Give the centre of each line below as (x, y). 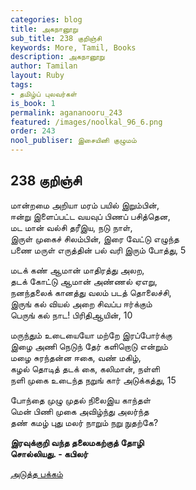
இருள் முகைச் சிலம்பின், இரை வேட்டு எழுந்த (95, 238)
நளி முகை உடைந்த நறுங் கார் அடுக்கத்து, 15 (93, 380)
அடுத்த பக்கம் (36, 473)
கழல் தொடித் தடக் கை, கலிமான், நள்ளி (85, 368)
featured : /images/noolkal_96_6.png (86, 122)
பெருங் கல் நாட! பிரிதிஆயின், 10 (71, 315)
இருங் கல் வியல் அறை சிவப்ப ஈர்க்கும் (81, 303)
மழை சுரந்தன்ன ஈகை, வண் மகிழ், (76, 357)
